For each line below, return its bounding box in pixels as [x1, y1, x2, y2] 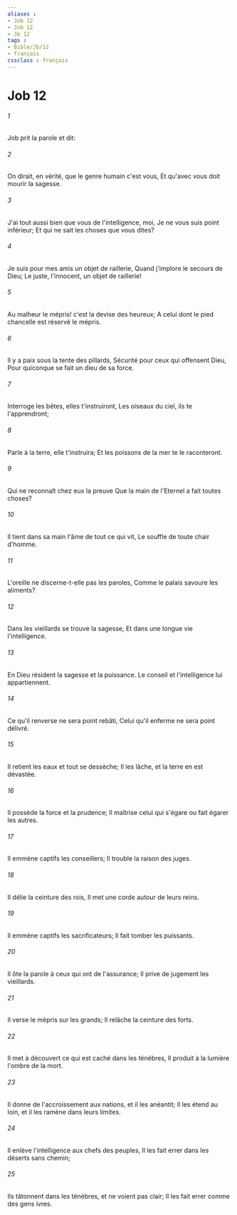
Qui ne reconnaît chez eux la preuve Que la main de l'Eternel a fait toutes [7, 486, 221, 495]
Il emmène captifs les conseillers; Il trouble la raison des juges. [7, 854, 191, 863]
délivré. [7, 724, 30, 732]
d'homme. [7, 540, 38, 548]
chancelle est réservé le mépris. [7, 317, 102, 326]
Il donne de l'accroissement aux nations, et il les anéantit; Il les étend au [7, 1099, 218, 1109]
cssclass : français [7, 57, 69, 64]
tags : [7, 37, 27, 44]
